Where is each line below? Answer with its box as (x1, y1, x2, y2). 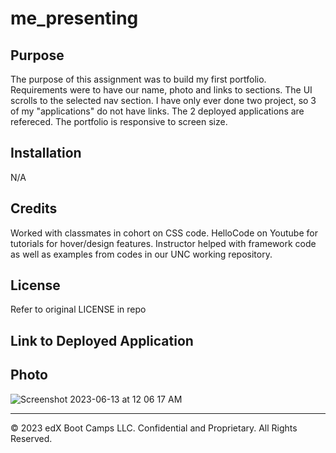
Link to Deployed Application (10, 332, 194, 349)
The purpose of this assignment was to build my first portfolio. (10, 73, 267, 85)
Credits (10, 200, 58, 217)
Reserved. (10, 432, 53, 444)
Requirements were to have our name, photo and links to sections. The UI (10, 84, 313, 96)
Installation (10, 145, 82, 162)
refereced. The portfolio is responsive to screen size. (10, 116, 228, 127)
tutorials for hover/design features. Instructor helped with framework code (10, 237, 317, 249)
